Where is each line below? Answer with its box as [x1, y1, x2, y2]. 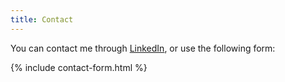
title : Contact [10, 14, 74, 25]
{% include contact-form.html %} [10, 61, 148, 73]
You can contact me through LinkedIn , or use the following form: [10, 42, 276, 54]
